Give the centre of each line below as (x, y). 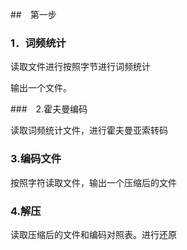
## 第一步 (33, 14)
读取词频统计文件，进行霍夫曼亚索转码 (89, 130)
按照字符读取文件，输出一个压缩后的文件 (93, 182)
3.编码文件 (36, 159)
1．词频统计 (38, 43)
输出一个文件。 (41, 88)
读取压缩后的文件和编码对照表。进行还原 (93, 234)
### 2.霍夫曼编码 (49, 109)
